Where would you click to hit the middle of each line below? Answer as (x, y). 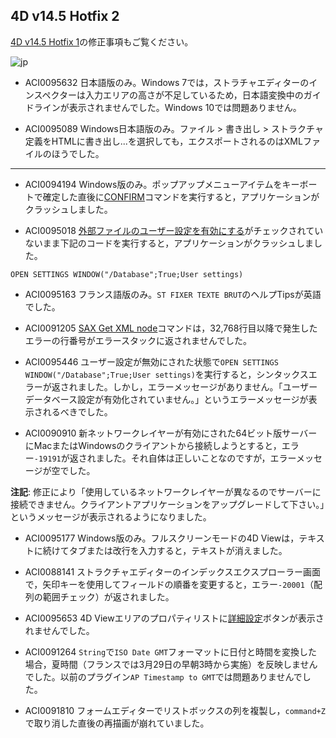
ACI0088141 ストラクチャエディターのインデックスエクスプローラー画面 (173, 571)
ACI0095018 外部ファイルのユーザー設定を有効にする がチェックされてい (174, 230)
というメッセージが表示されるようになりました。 (111, 516)
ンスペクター (50, 95)
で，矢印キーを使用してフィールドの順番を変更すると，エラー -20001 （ (169, 584)
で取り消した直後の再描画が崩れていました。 (117, 723)
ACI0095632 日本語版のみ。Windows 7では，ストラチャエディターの (167, 82)
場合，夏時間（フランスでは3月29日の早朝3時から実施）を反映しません (171, 664)
